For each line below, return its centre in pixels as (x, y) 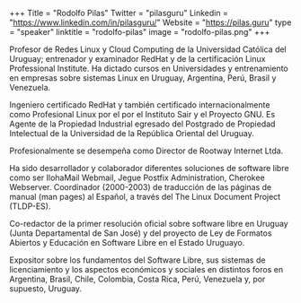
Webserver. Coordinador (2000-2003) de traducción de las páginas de (141, 187)
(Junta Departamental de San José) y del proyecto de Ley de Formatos (141, 233)
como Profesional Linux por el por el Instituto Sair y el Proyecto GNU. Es (142, 114)
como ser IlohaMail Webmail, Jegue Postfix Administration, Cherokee (137, 177)
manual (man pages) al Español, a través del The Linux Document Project (145, 197)
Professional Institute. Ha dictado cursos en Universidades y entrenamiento (149, 68)
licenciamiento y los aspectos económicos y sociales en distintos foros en (146, 269)
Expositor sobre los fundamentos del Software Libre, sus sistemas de (137, 260)
